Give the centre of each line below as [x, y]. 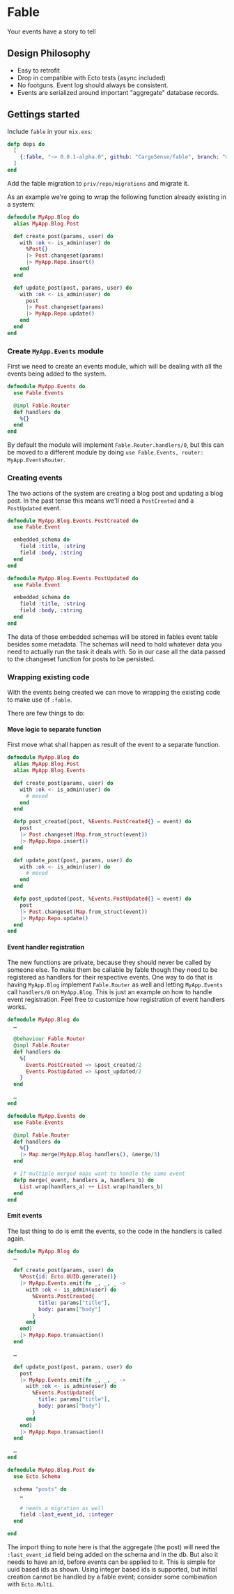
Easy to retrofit [39, 70]
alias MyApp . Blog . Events [49, 771]
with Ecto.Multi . [31, 1584]
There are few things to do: [46, 714]
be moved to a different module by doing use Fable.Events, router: [106, 452]
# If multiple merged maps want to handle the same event [100, 1174]
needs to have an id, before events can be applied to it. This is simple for [111, 1562]
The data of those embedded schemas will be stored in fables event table [112, 637]
